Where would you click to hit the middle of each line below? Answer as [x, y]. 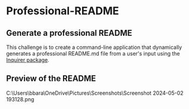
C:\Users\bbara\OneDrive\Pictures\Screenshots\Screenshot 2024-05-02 [95, 93]
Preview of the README [51, 79]
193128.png [20, 99]
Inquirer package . [28, 60]
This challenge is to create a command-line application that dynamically [94, 47]
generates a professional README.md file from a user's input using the [93, 54]
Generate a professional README [69, 33]
